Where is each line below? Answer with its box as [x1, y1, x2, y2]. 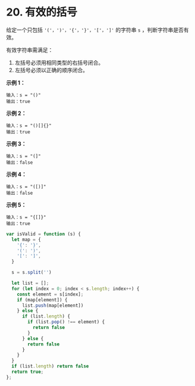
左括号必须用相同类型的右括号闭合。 [14, 59, 104, 66]
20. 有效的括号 [6, 5, 77, 19]
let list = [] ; [11, 281, 49, 287]
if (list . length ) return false [11, 363, 89, 369]
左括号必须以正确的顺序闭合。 [14, 66, 88, 73]
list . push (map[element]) [21, 302, 84, 309]
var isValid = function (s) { [6, 231, 81, 237]
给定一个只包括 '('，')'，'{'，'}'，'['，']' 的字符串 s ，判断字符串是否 [6, 26, 184, 33]
